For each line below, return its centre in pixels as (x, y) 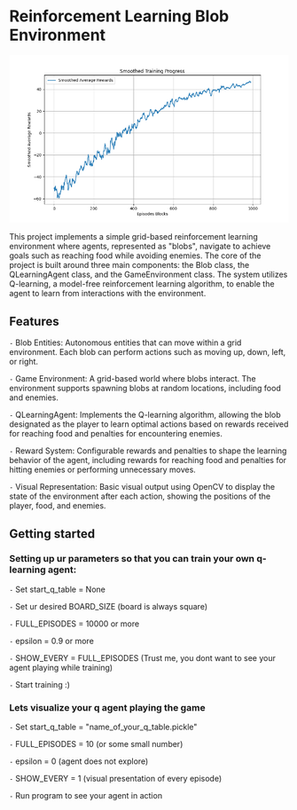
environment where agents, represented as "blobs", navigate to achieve (140, 247)
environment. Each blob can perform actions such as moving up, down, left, (148, 352)
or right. (23, 362)
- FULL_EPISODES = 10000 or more (74, 624)
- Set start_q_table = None (58, 589)
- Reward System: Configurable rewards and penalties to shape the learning (148, 451)
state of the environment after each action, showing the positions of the (140, 496)
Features (34, 321)
